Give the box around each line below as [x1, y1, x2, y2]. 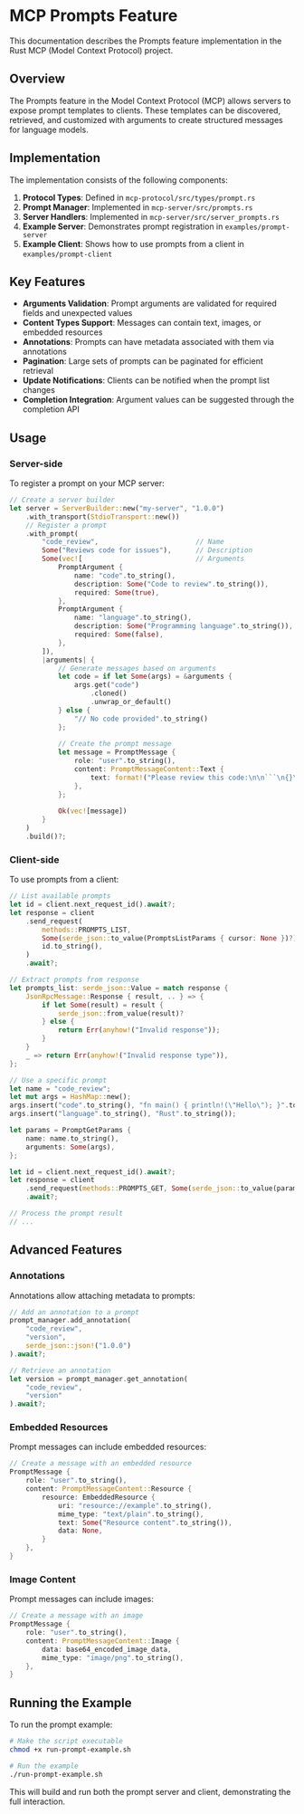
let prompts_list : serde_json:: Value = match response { [9, 983, 229, 992]
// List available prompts [9, 892, 111, 901]
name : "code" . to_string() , [73, 571, 176, 580]
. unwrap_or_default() [90, 698, 172, 707]
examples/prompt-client [22, 250, 113, 259]
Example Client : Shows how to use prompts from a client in [22, 238, 244, 249]
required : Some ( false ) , [73, 630, 165, 639]
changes [22, 385, 56, 396]
